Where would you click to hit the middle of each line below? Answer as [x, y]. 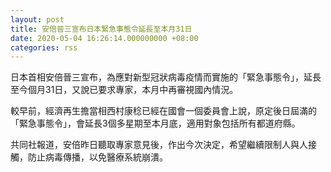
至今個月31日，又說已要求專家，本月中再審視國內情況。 [124, 90]
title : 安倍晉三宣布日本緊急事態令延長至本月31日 [101, 29]
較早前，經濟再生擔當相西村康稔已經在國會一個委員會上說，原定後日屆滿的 [163, 111]
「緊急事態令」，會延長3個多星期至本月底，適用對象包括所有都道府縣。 [155, 123]
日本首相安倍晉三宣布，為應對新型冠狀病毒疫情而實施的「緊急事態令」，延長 [166, 77]
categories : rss [44, 47]
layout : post [37, 19]
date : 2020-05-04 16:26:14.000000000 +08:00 [104, 38]
